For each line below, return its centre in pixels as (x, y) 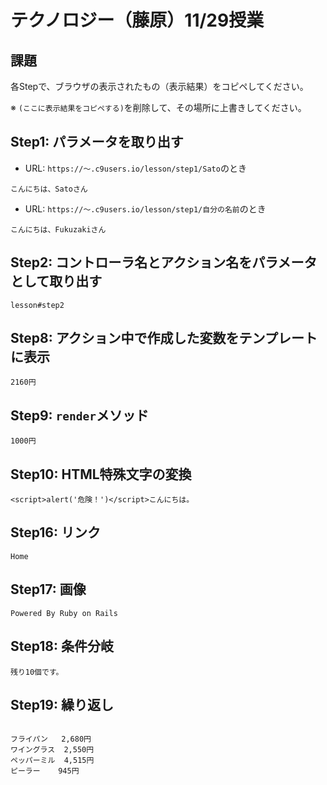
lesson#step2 (37, 305)
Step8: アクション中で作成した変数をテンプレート (164, 338)
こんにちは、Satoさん (49, 189)
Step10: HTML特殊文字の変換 (101, 474)
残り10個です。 (37, 672)
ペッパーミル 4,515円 (52, 761)
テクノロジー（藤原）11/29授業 (137, 20)
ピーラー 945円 (45, 771)
